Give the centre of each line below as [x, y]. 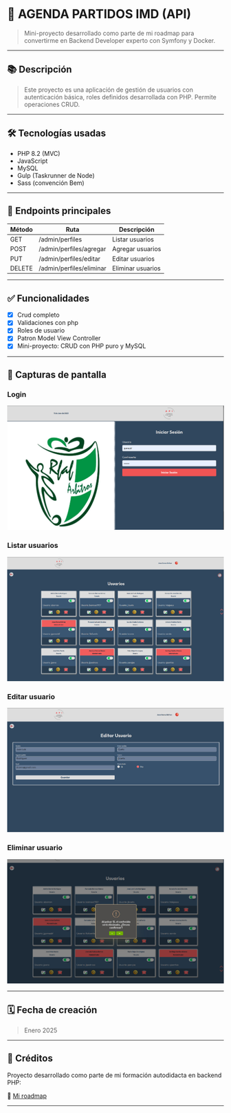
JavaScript [32, 161]
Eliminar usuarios [137, 268]
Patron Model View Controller [59, 338]
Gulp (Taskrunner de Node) [56, 175]
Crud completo [38, 315]
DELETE [21, 268]
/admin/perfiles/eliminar [73, 268]
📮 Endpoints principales [59, 211]
